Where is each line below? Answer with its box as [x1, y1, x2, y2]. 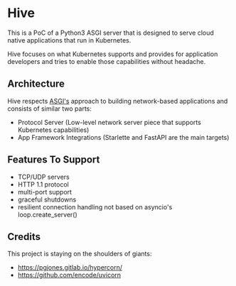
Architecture [7, 78, 65, 90]
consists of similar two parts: [7, 104, 92, 113]
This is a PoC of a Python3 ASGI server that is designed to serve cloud [7, 28, 215, 37]
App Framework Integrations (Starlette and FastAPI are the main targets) [17, 133, 230, 141]
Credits [7, 231, 41, 243]
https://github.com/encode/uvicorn [17, 271, 122, 280]
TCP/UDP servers [17, 172, 70, 181]
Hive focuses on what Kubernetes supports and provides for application [7, 50, 218, 58]
